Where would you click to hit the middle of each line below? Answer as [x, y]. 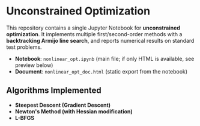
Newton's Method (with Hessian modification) [74, 111]
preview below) [34, 65]
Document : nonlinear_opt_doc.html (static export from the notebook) [101, 71]
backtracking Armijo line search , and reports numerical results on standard [100, 40]
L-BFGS [25, 118]
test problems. [24, 47]
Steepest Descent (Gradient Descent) [63, 105]
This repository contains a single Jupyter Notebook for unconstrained [93, 28]
